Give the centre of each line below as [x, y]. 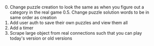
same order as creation [33, 17]
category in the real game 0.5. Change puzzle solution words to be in [79, 12]
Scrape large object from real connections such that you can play [76, 33]
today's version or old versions [41, 38]
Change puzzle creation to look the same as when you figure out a [77, 7]
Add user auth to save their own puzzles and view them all [69, 23]
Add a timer [22, 28]
